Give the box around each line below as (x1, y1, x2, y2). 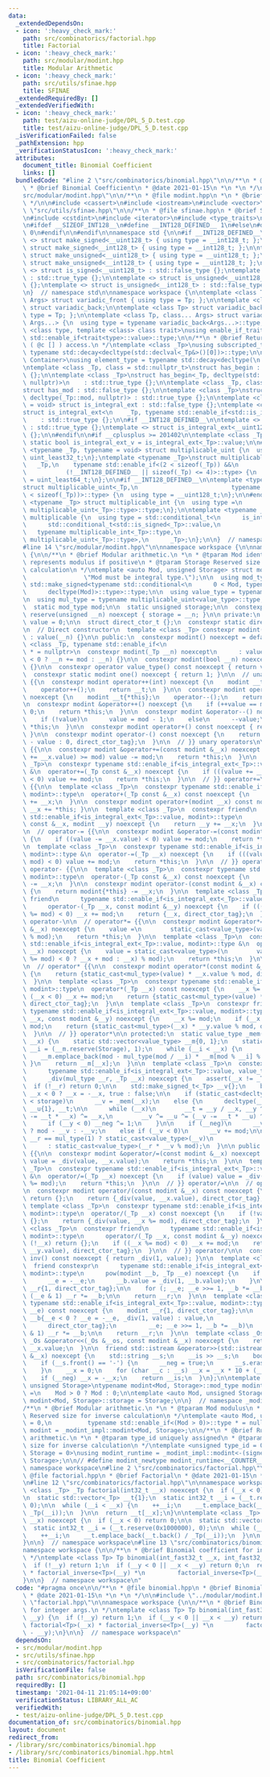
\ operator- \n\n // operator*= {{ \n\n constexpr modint (22, 917, 221, 926)
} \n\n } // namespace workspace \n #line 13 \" (22, 1539, 178, 1547)
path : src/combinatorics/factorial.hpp (22, 34, 157, 43)
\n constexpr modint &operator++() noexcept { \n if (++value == (22, 700, 257, 709)
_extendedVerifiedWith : (15, 101, 95, 110)
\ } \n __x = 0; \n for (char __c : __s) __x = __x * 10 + (22, 1366, 250, 1375)
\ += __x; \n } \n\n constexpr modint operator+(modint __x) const (22, 798, 253, 806)
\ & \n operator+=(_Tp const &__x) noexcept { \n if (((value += (22, 768, 253, 776)
